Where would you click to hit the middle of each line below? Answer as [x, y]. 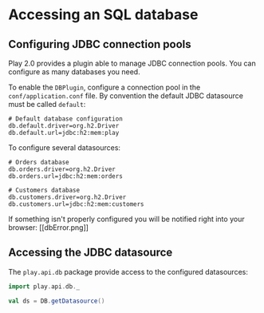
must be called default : [47, 104]
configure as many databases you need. [75, 72]
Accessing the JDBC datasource [91, 253]
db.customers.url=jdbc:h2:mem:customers [77, 204]
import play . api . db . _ [44, 286]
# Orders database [39, 162]
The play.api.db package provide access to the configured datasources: [128, 271]
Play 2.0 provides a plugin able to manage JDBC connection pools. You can [132, 63]
